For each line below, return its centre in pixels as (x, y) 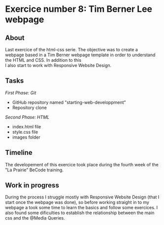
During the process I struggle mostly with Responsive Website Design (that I (82, 197)
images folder (26, 137)
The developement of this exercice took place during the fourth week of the (82, 164)
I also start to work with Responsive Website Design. (58, 65)
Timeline (19, 153)
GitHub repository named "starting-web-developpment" (69, 102)
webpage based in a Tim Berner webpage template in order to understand (80, 55)
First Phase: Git (21, 93)
